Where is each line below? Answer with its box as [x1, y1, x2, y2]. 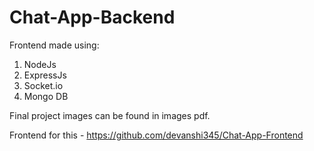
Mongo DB [23, 90, 69, 102]
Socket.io [23, 79, 64, 91]
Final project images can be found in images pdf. [9, 109, 211, 121]
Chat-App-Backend [9, 6, 176, 29]
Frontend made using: [9, 39, 100, 51]
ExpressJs [23, 69, 67, 81]
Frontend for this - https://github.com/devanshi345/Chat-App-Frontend [9, 129, 304, 141]
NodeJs [23, 58, 57, 70]
